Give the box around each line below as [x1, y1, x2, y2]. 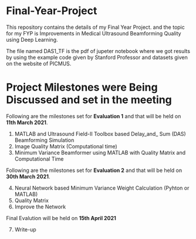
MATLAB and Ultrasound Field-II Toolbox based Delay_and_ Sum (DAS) [14, 130, 186, 137]
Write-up [14, 225, 36, 233]
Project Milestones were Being [6, 81, 158, 94]
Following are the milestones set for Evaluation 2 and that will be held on [6, 167, 183, 174]
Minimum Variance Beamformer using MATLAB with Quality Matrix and [14, 149, 186, 156]
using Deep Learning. [6, 36, 58, 43]
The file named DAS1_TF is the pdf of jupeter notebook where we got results [6, 47, 191, 54]
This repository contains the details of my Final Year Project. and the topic [6, 24, 185, 31]
